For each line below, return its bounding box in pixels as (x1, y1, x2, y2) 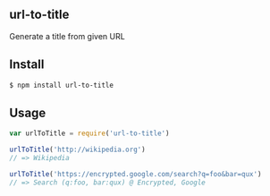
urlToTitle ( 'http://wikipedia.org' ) (9, 145, 146, 155)
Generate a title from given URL (9, 30, 125, 41)
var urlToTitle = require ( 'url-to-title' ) (9, 129, 170, 138)
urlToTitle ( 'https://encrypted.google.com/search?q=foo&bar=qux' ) (9, 169, 262, 178)
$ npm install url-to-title (9, 81, 114, 89)
